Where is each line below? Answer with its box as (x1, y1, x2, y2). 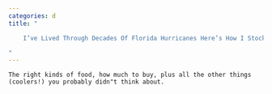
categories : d (8, 11, 57, 20)
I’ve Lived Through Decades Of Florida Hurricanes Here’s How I (23, 34, 244, 42)
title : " (8, 19, 38, 28)
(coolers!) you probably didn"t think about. (8, 78, 164, 86)
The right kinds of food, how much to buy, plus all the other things (8, 70, 252, 79)
